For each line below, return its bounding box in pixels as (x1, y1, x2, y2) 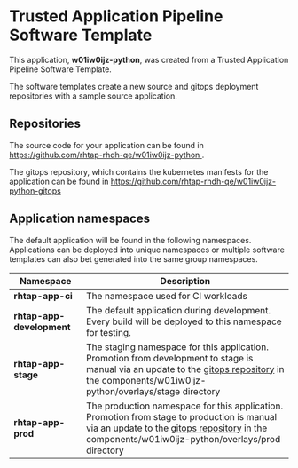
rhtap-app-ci (13, 290, 73, 302)
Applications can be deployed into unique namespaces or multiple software (9, 244, 286, 255)
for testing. (85, 326, 131, 338)
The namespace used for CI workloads (85, 290, 248, 302)
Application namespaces (9, 211, 151, 226)
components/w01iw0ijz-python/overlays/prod (85, 432, 281, 445)
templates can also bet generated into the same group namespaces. (9, 253, 259, 264)
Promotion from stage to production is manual (85, 410, 278, 423)
